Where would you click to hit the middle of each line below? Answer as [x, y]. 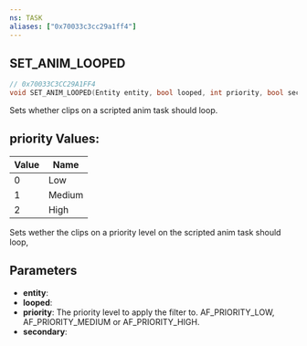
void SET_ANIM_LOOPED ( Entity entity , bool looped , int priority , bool [147, 93]
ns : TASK [26, 18]
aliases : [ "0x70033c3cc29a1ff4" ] [73, 26]
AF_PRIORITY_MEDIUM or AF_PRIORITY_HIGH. [111, 321]
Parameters [43, 271]
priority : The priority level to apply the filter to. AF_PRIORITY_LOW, [148, 312]
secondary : [45, 331]
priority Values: [55, 139]
